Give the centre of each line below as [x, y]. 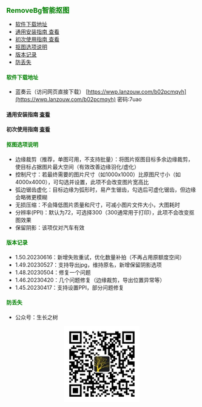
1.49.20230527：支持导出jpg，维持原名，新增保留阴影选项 [88, 265]
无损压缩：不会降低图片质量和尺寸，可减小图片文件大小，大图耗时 [97, 205]
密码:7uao [130, 100]
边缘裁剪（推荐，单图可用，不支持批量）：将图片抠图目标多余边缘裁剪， [104, 159]
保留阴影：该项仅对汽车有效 [50, 227]
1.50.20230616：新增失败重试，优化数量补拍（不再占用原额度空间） [100, 257]
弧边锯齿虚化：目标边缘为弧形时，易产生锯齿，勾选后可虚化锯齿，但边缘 [105, 190]
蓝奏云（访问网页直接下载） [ [51, 92]
